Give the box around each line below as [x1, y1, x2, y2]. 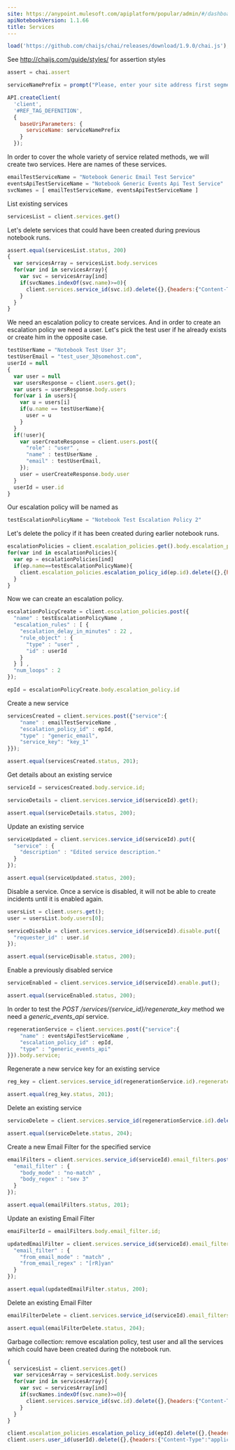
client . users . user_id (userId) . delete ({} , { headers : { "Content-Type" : [7, 1437, 208, 1444]
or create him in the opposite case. [7, 333, 108, 341]
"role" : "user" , [25, 444, 80, 452]
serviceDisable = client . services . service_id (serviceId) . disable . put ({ [7, 928, 220, 935]
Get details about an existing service [7, 770, 113, 779]
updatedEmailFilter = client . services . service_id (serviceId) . [7, 1240, 192, 1247]
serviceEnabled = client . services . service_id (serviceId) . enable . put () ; [7, 980, 220, 987]
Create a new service [7, 699, 69, 707]
